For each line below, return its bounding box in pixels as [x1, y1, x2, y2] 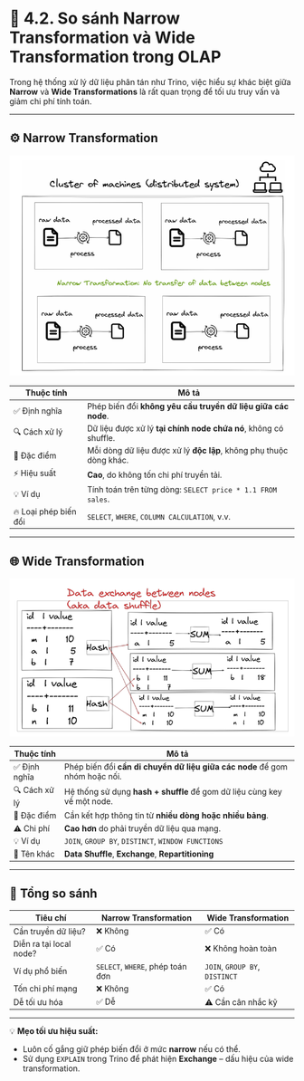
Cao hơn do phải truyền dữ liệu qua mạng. [64, 823, 222, 834]
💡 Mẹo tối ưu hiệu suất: [9, 1025, 99, 1036]
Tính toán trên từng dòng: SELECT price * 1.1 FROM [87, 483, 278, 494]
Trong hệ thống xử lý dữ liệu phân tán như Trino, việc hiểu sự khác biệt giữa [9, 76, 291, 87]
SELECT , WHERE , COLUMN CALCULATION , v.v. [87, 511, 231, 521]
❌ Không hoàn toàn [204, 943, 278, 954]
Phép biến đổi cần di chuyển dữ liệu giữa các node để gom [64, 761, 288, 772]
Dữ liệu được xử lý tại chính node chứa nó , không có [87, 423, 284, 434]
